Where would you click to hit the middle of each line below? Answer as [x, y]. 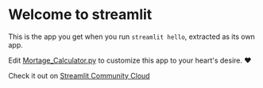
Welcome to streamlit [80, 15]
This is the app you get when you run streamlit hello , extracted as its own [132, 36]
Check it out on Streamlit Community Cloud [79, 75]
